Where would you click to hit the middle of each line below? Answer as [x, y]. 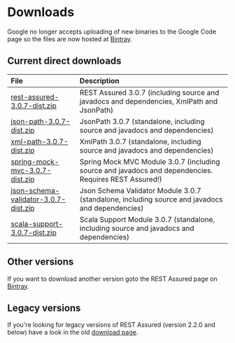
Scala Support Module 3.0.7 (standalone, [147, 219]
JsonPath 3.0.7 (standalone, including [142, 121]
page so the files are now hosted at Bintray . [70, 38]
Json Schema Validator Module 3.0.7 [140, 190]
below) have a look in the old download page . [73, 332]
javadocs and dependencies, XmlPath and [149, 101]
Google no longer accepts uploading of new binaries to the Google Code [112, 31]
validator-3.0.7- [38, 199]
